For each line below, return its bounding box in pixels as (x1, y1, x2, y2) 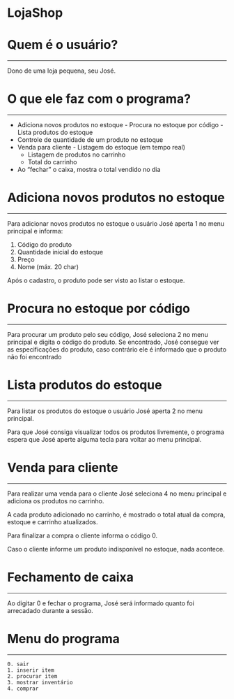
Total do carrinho (27, 158, 77, 166)
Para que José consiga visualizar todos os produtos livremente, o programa (7, 428, 225, 436)
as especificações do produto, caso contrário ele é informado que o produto (7, 345, 227, 354)
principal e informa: (7, 227, 63, 235)
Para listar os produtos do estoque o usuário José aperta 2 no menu (7, 407, 203, 415)
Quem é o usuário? (7, 37, 118, 53)
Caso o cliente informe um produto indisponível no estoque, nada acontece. (7, 545, 225, 553)
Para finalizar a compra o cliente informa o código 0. (7, 531, 158, 540)
